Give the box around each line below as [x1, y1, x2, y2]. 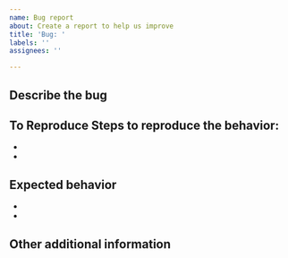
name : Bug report [9, 13, 74, 22]
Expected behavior [9, 176, 117, 193]
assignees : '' [9, 47, 63, 56]
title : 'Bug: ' [9, 30, 66, 39]
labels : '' [9, 38, 50, 47]
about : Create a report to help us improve [9, 21, 174, 30]
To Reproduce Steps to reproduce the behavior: [9, 117, 280, 133]
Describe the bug [9, 87, 107, 103]
